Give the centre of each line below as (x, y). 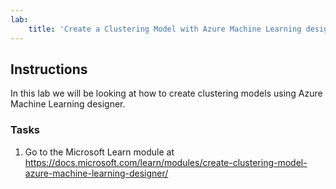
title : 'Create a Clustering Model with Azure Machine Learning (165, 29)
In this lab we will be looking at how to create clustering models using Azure (166, 93)
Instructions (49, 69)
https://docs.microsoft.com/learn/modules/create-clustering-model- (166, 162)
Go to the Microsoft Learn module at (99, 152)
